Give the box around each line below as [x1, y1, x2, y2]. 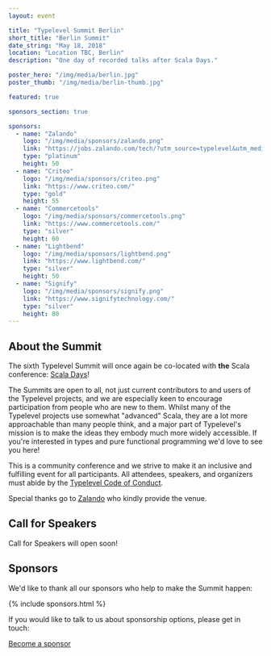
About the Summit [8, 340, 102, 353]
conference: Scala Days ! [8, 370, 90, 379]
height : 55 [23, 197, 60, 206]
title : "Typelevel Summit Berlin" [8, 26, 125, 35]
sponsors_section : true [8, 107, 89, 115]
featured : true [8, 93, 60, 101]
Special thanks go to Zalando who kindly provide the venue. [8, 494, 207, 503]
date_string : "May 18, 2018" [8, 41, 106, 49]
